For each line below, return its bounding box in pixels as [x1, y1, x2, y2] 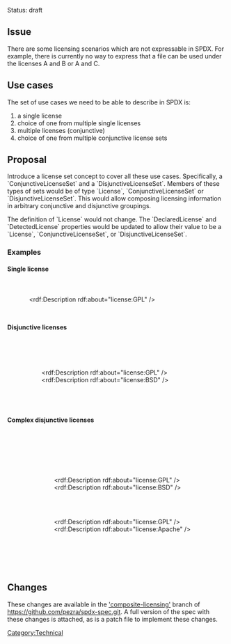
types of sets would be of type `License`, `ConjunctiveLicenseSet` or [7, 187, 204, 196]
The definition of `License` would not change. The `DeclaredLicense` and [7, 215, 217, 223]
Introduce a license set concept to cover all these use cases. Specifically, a [7, 172, 223, 180]
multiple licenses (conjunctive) [17, 126, 106, 134]
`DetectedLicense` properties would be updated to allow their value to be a [7, 223, 222, 231]
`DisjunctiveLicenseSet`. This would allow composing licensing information [7, 194, 221, 203]
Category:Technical [7, 628, 64, 636]
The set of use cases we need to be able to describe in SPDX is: [7, 97, 191, 107]
